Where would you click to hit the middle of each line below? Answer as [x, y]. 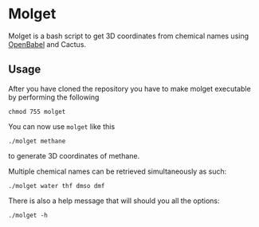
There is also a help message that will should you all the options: [114, 201]
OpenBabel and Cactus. [47, 44]
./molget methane [37, 141]
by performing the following [54, 97]
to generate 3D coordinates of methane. [74, 155]
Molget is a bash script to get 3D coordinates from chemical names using [129, 36]
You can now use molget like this [62, 126]
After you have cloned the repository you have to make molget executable [129, 88]
